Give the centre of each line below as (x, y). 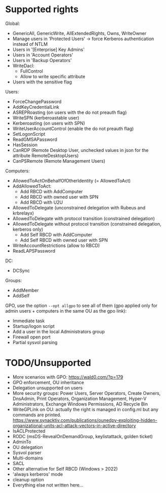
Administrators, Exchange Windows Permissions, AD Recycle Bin (80, 404)
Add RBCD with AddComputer (51, 191)
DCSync (21, 270)
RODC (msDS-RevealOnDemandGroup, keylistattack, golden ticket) (82, 436)
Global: (13, 23)
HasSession (25, 145)
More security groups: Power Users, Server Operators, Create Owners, (87, 393)
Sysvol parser (27, 452)
